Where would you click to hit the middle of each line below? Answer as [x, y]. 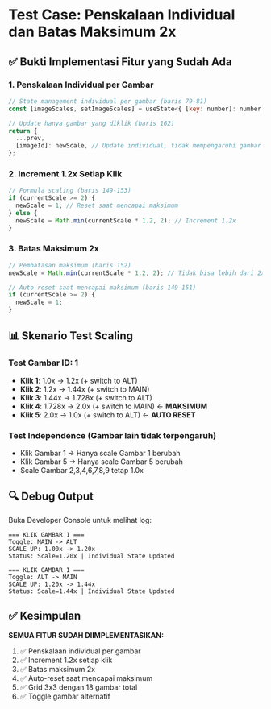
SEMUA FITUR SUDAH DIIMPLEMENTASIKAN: [86, 635]
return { [23, 131]
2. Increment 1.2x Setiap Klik [65, 173]
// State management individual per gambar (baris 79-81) [108, 101]
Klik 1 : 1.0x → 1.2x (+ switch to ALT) [79, 380]
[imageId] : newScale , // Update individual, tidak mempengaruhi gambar [139, 146]
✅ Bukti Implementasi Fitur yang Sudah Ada [120, 62]
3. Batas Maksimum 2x [54, 249]
